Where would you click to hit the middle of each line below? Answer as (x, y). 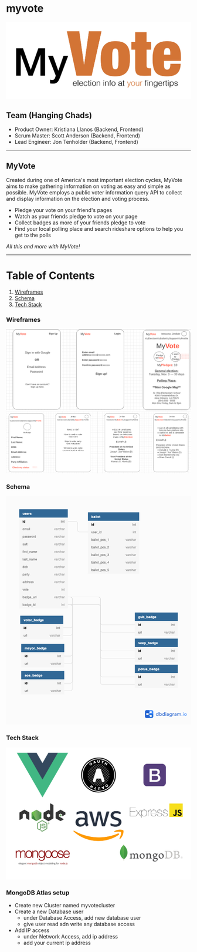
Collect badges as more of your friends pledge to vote (80, 223)
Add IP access (32, 930)
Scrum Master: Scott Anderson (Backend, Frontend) (77, 136)
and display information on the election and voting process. (78, 199)
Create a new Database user (49, 911)
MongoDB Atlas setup (38, 893)
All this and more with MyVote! (43, 246)
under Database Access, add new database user (82, 918)
